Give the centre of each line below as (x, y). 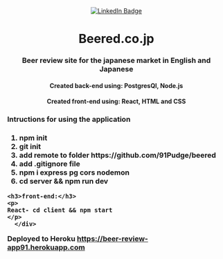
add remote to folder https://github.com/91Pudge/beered (118, 155)
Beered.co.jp (116, 39)
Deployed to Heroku (42, 238)
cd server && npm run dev (64, 181)
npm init (33, 138)
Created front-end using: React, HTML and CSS (116, 101)
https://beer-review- (113, 238)
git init (30, 147)
